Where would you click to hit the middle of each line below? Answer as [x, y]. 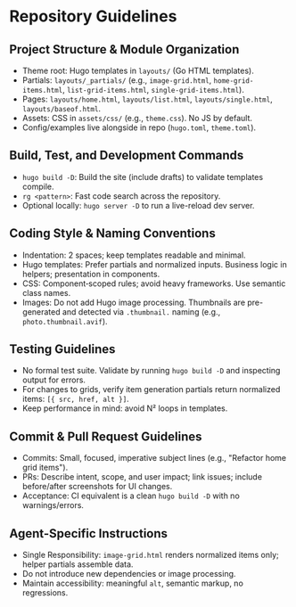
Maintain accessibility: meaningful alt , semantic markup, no [132, 583]
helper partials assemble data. [78, 564]
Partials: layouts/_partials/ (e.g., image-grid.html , [117, 80]
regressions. [45, 593]
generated [41, 312]
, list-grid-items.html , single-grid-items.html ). [153, 90]
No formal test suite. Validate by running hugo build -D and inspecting [151, 371]
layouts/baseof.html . [61, 108]
